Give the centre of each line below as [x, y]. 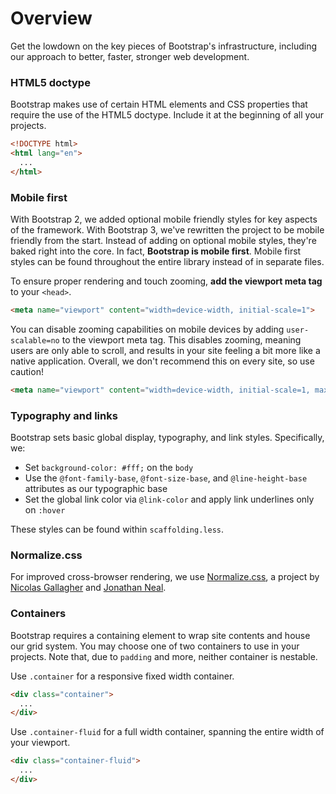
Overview [51, 18]
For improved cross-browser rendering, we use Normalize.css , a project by [165, 577]
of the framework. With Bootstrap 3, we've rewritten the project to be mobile [167, 230]
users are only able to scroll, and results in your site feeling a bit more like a [165, 350]
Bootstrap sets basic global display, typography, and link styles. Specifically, [167, 438]
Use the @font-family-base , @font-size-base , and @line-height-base [166, 478]
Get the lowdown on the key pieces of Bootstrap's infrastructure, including [164, 46]
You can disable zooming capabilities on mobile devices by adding [147, 329]
